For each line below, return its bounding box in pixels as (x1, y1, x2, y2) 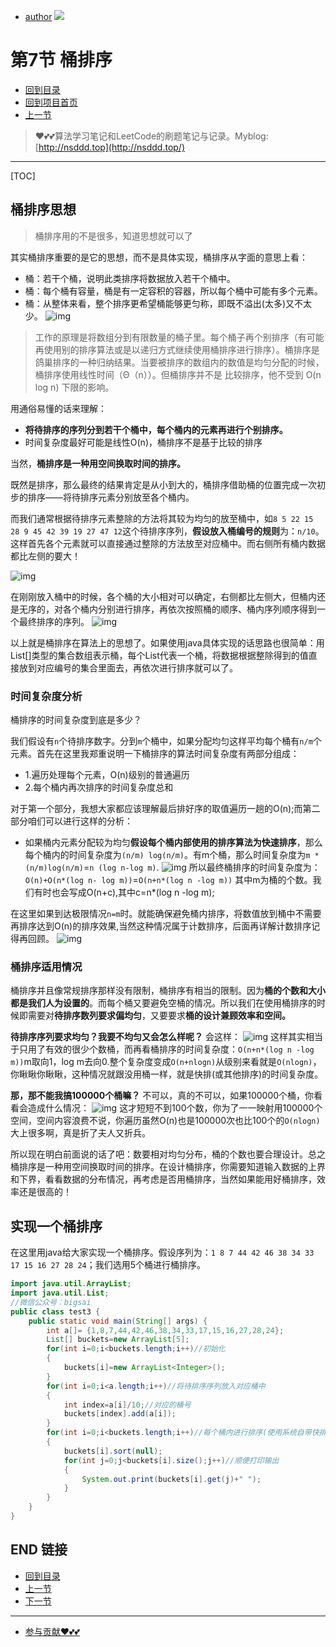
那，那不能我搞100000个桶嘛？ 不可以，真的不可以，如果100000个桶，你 (10, 1090, 315, 1102)
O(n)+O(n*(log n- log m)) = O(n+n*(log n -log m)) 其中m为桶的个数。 (24, 874, 313, 886)
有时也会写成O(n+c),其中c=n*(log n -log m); (33, 886, 215, 899)
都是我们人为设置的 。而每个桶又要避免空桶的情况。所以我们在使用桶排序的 (10, 997, 317, 1009)
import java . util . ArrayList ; (10, 1279, 132, 1289)
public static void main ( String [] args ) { (28, 1316, 208, 1326)
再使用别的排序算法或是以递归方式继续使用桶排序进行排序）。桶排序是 (34, 343, 320, 355)
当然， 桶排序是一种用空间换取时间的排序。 (10, 457, 186, 469)
